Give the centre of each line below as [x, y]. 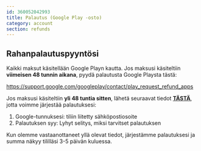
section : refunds [28, 29]
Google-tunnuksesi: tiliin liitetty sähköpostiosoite [76, 117]
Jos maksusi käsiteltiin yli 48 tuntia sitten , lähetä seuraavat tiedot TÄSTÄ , [99, 99]
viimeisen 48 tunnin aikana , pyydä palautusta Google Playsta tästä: [92, 75]
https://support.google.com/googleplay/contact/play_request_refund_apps [100, 86]
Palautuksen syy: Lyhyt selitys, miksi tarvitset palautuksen [88, 123]
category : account [30, 23]
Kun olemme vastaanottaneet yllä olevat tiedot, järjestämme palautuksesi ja [101, 135]
